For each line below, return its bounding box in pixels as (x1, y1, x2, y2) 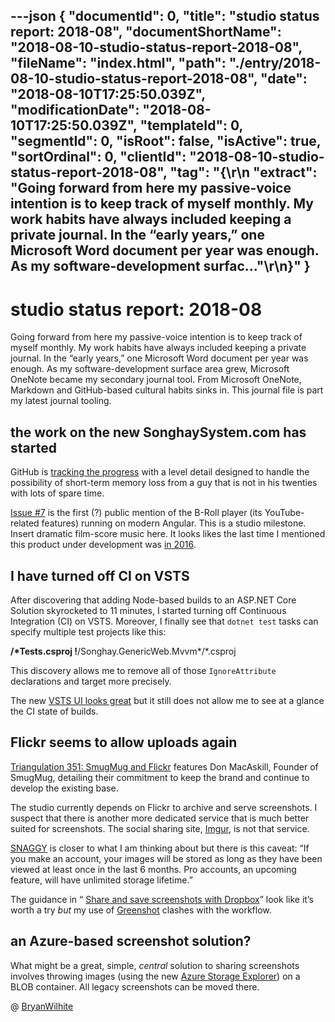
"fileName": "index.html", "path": (10, 55, 227, 72)
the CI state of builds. (10, 705, 99, 717)
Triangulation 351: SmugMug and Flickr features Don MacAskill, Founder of (10, 760, 319, 773)
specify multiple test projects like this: (10, 625, 167, 638)
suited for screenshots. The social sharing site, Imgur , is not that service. (10, 822, 310, 834)
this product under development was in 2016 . (10, 539, 197, 551)
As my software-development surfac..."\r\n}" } (10, 258, 311, 275)
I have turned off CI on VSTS (10, 567, 190, 584)
